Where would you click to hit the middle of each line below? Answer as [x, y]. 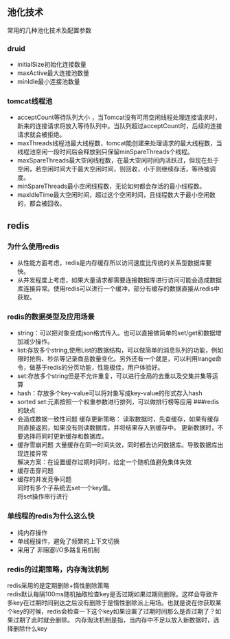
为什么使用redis [33, 247]
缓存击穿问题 [35, 471]
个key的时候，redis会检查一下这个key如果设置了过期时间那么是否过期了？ [111, 611]
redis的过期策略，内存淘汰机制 [58, 569]
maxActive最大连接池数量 [53, 73]
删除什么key [30, 628]
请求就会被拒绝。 [41, 135]
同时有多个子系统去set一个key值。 [66, 488]
